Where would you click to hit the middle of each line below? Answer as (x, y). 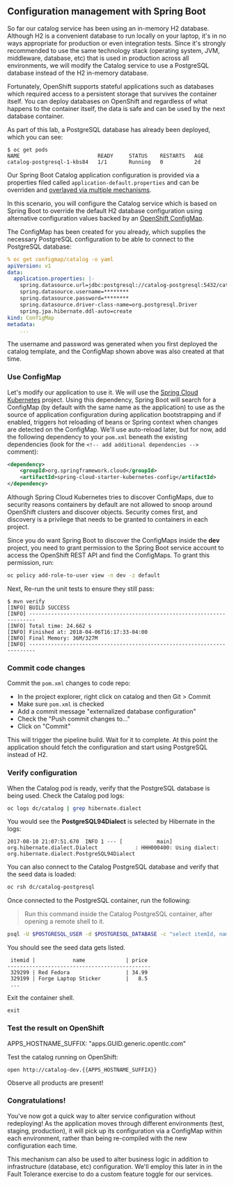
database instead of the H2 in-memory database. (78, 73)
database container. (36, 116)
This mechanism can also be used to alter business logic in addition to (108, 1159)
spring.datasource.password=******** (75, 299)
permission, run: (31, 563)
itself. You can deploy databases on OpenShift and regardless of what (107, 101)
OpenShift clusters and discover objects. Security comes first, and (102, 512)
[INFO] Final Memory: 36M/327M (53, 638)
